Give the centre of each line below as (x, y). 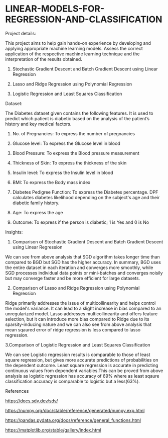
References (17, 391)
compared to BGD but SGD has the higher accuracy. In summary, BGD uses (83, 262)
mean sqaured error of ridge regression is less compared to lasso (73, 329)
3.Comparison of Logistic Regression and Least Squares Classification (78, 344)
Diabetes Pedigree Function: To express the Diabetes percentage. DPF (85, 192)
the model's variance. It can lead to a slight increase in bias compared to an (83, 308)
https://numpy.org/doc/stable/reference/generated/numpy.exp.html (75, 410)
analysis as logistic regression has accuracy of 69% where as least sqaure (82, 376)
